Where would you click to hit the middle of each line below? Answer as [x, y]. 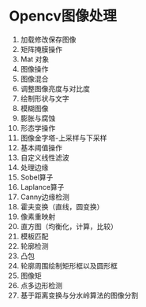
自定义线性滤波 [45, 157]
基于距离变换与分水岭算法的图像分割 [79, 295]
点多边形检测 [41, 285]
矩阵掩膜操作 [41, 49]
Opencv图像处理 [63, 16]
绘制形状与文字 [45, 98]
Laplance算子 [42, 187]
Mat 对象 [35, 59]
